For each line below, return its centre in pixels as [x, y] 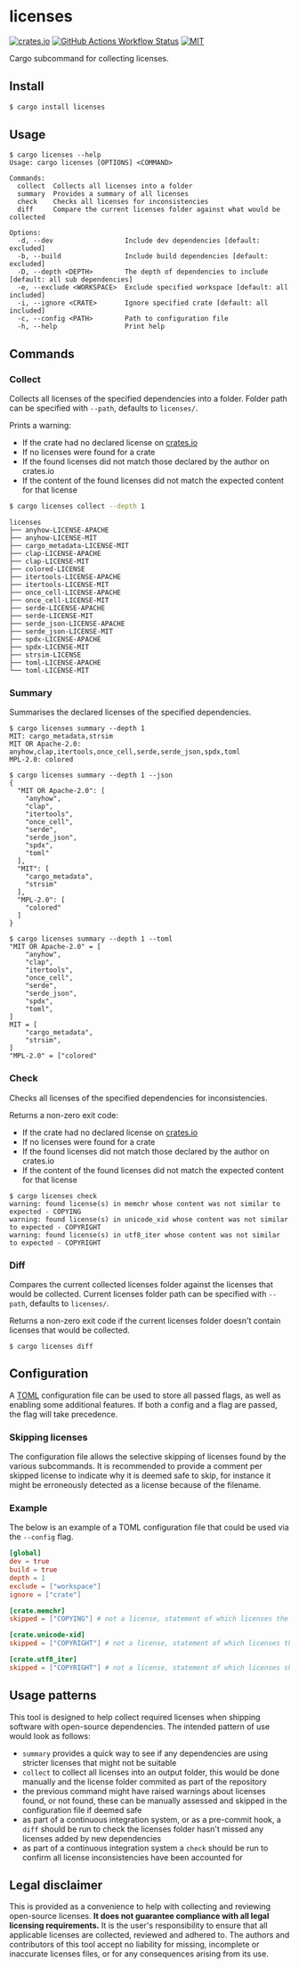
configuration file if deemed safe [82, 1809]
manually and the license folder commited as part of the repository [144, 1781]
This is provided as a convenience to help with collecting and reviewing [140, 1907]
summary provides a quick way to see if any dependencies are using [145, 1753]
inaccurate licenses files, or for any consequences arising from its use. [139, 1954]
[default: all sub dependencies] [71, 280]
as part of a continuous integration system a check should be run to [145, 1848]
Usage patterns [53, 1696]
